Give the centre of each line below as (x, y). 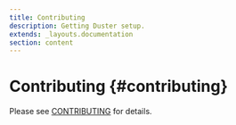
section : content (41, 42)
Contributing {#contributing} (119, 87)
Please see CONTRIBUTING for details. (81, 112)
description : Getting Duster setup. (77, 26)
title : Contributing (48, 17)
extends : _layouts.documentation (71, 34)
